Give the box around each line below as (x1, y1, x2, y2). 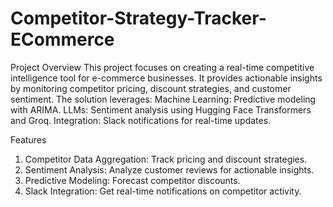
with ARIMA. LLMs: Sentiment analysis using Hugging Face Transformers (10, 103, 312, 116)
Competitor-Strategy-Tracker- (10, 7, 267, 30)
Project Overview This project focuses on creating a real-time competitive (10, 61, 315, 73)
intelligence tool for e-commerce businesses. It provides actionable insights (10, 72, 323, 84)
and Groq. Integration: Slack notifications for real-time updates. (10, 114, 272, 126)
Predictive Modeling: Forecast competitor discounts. (24, 174, 241, 186)
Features (10, 133, 47, 146)
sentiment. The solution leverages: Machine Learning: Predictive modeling (10, 93, 317, 105)
